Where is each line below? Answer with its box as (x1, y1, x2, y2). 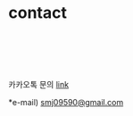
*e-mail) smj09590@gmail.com (8, 96, 124, 107)
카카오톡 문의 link (8, 79, 69, 89)
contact (8, 3, 68, 23)
